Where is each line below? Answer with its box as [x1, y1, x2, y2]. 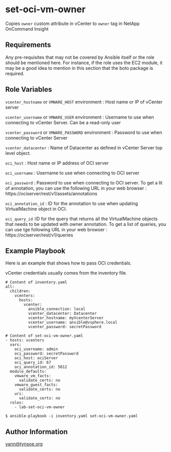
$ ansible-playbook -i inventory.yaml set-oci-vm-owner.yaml [5, 414, 138, 419]
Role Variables [5, 85, 52, 94]
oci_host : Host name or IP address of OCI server [5, 159, 109, 166]
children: [10, 289, 31, 294]
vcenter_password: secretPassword [28, 325, 102, 330]
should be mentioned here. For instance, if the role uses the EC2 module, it [5, 60, 163, 66]
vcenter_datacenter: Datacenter [28, 311, 97, 316]
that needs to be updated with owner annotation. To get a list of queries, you [5, 221, 166, 227]
